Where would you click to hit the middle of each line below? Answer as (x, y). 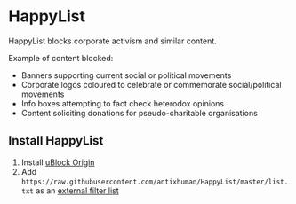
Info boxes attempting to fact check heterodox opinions (123, 103)
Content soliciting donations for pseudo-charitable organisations (140, 113)
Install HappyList (56, 141)
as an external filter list (77, 190)
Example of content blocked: (61, 58)
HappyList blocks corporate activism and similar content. (112, 41)
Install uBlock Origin (58, 162)
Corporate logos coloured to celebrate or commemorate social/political (151, 84)
